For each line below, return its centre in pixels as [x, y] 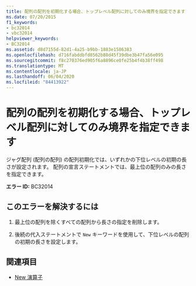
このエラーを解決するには [52, 207]
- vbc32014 [19, 33]
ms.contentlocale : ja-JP [36, 71]
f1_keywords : [22, 22]
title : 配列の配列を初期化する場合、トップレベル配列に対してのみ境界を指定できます [96, 11]
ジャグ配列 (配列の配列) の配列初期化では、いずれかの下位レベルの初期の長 [97, 159]
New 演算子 [28, 277]
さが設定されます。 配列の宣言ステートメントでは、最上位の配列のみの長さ [96, 167]
